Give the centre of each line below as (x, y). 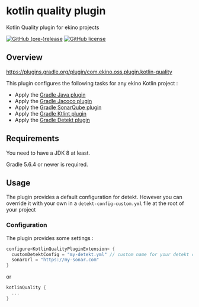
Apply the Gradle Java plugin (50, 95)
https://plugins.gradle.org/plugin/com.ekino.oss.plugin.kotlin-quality (89, 72)
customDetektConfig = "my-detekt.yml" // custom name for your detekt (100, 254)
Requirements (33, 138)
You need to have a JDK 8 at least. (48, 153)
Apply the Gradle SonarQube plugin (58, 107)
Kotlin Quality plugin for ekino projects (53, 27)
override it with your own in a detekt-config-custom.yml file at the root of (95, 203)
